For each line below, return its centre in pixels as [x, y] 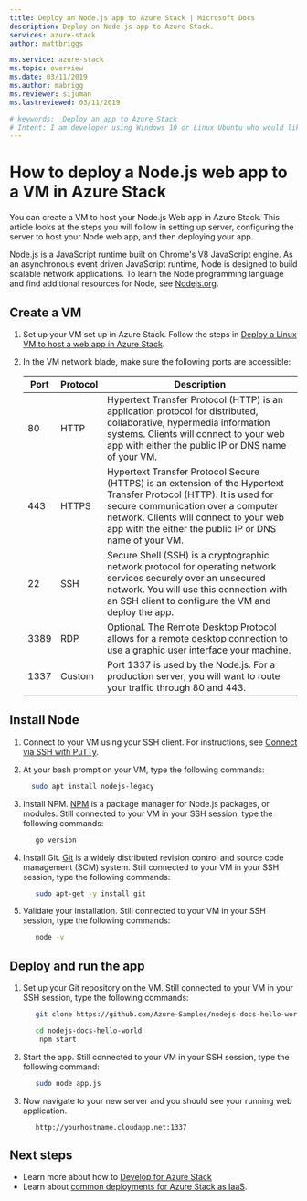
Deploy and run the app [77, 966]
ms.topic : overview [47, 69]
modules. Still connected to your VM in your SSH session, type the [148, 813]
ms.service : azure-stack [57, 60]
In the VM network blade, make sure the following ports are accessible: [157, 361]
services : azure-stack [53, 35]
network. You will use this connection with [197, 589]
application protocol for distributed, [182, 411]
